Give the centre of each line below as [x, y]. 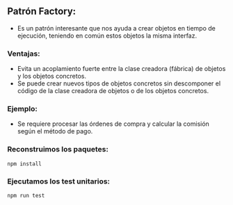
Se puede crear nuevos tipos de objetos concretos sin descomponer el [119, 83]
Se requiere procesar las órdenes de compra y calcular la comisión [113, 124]
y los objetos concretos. [52, 76]
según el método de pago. [55, 131]
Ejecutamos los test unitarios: [58, 181]
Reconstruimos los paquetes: [58, 149]
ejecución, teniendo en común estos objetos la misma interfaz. [107, 35]
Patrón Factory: [42, 11]
